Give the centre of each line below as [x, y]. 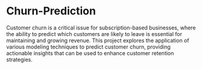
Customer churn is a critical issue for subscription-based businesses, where [101, 28]
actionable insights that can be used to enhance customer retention [90, 53]
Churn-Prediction [51, 11]
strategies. [20, 59]
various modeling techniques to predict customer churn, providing [88, 47]
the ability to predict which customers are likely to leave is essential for [94, 34]
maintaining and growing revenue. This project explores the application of [98, 40]
